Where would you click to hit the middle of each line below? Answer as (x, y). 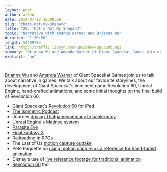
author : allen (20, 15)
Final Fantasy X (28, 133)
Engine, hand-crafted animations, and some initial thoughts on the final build (84, 91)
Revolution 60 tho (30, 165)
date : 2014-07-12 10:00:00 (33, 19)
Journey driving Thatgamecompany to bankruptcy (64, 117)
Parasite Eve (25, 127)
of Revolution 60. (23, 96)
